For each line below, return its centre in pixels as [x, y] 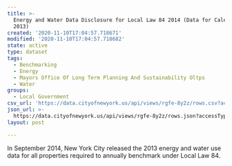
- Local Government [41, 97]
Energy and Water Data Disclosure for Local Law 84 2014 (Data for [113, 20]
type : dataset [28, 52]
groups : [18, 90]
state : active [28, 45]
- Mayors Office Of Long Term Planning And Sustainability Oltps [109, 77]
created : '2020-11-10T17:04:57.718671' [65, 33]
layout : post [26, 122]
